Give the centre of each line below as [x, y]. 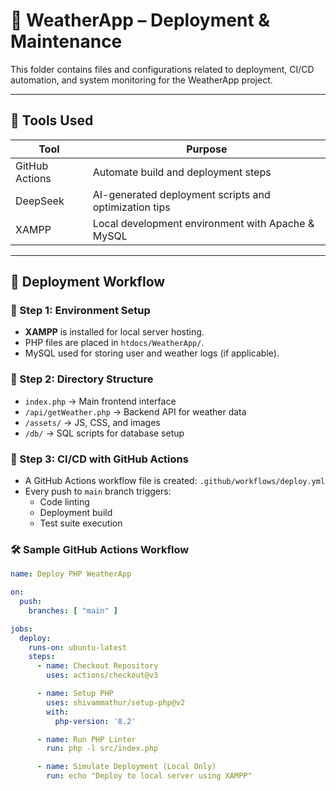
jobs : [21, 629]
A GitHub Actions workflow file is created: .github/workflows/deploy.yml [175, 481]
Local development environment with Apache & [203, 223]
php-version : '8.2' [95, 721]
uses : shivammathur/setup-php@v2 [116, 702]
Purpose [207, 149]
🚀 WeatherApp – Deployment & [140, 20]
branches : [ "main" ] [73, 610]
